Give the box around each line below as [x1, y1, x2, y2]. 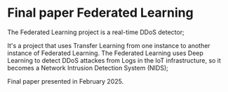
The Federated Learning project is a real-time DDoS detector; [7, 28, 185, 36]
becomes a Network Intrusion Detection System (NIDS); [7, 63, 168, 72]
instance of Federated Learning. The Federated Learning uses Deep [7, 49, 203, 57]
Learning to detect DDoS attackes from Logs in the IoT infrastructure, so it [7, 56, 221, 64]
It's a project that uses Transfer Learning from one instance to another [7, 41, 210, 49]
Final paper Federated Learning [7, 5, 194, 21]
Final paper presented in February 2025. [7, 77, 124, 85]
